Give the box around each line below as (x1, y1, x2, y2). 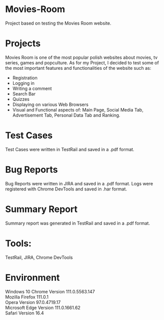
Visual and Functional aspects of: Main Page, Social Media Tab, (12, 106, 144, 113)
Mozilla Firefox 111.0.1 (5, 294, 49, 300)
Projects (5, 38, 41, 49)
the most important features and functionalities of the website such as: (5, 65, 151, 71)
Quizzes (12, 96, 30, 102)
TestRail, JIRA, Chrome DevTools (5, 254, 73, 260)
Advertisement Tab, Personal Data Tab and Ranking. (12, 112, 120, 118)
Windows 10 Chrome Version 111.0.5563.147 (5, 288, 95, 294)
